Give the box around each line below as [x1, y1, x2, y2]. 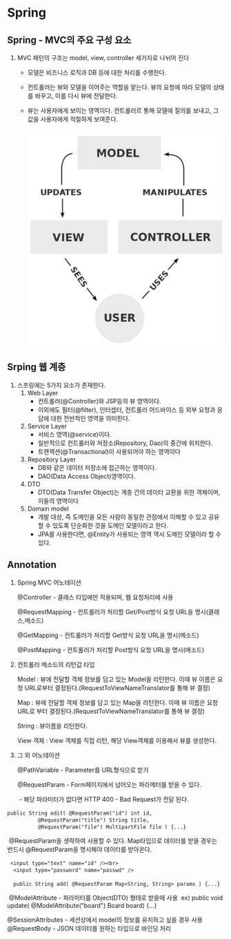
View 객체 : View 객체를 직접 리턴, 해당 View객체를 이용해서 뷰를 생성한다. [17, 736, 217, 744]
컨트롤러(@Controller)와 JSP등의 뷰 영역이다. [37, 397, 161, 405]
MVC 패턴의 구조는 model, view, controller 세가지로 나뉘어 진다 [17, 54, 190, 61]
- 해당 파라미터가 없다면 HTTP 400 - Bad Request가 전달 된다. [19, 795, 189, 803]
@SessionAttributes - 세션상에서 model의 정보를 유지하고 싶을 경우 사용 [7, 916, 203, 924]
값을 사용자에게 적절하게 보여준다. [27, 115, 119, 123]
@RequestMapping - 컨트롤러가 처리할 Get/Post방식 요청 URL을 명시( [17, 607, 209, 616]
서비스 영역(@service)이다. [37, 430, 112, 438]
